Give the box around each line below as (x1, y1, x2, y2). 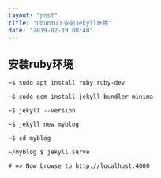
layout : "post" (8, 11, 58, 20)
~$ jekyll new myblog (8, 120, 80, 129)
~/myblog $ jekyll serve (8, 148, 90, 157)
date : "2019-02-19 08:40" (8, 26, 93, 34)
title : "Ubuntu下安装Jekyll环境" (8, 19, 112, 27)
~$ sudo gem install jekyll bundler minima (8, 93, 154, 101)
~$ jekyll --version (8, 107, 77, 115)
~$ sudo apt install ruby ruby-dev (8, 79, 125, 87)
